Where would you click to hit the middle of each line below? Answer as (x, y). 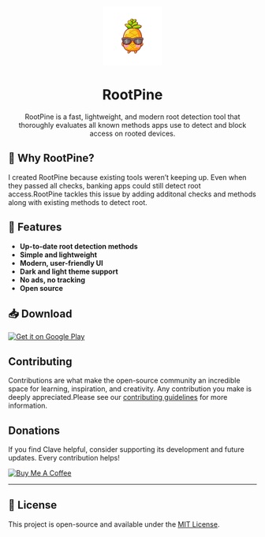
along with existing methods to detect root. (78, 202)
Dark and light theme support (69, 271)
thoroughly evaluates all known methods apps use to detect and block (132, 125)
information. (28, 406)
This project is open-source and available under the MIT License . (114, 524)
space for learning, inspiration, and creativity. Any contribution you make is (130, 389)
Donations (34, 430)
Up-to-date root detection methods (78, 246)
